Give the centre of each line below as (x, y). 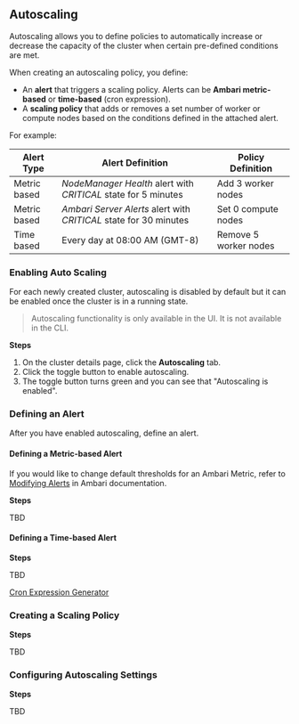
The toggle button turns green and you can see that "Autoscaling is (145, 381)
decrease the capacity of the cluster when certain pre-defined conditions (144, 45)
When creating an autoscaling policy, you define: (99, 72)
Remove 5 (238, 234)
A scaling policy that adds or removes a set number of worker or (141, 108)
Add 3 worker (245, 183)
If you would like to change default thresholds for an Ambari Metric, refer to (148, 473)
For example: (33, 135)
